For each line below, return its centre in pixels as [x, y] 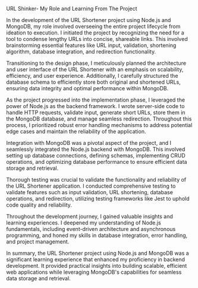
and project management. [38, 242]
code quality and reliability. [39, 205]
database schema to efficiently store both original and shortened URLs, [93, 82]
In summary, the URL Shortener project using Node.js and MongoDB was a [98, 253]
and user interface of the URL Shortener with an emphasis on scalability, [95, 69]
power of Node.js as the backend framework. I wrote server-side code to [95, 106]
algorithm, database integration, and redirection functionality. [81, 52]
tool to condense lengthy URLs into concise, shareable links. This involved [97, 39]
